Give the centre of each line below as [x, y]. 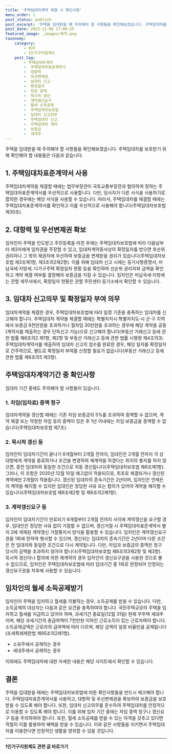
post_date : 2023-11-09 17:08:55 [40, 29]
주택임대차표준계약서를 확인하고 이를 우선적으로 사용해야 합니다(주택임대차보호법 [86, 206]
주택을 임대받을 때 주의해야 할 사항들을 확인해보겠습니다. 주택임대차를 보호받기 [83, 149]
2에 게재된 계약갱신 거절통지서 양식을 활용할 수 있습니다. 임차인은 [76, 532]
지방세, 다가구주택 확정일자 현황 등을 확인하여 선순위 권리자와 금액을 [87, 268]
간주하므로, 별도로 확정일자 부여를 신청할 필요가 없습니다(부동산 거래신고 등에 [87, 351]
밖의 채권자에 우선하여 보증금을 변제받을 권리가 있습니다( [85, 256]
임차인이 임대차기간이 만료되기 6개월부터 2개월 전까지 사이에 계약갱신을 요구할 [83, 519]
